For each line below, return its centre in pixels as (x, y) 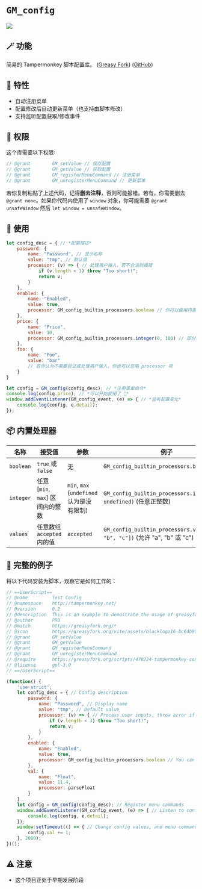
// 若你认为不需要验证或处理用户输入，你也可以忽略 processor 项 (100, 366)
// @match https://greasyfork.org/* (62, 626)
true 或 (47, 464)
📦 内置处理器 (32, 431)
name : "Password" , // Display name (83, 704)
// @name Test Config (44, 598)
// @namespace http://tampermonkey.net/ (62, 604)
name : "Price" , (47, 327)
